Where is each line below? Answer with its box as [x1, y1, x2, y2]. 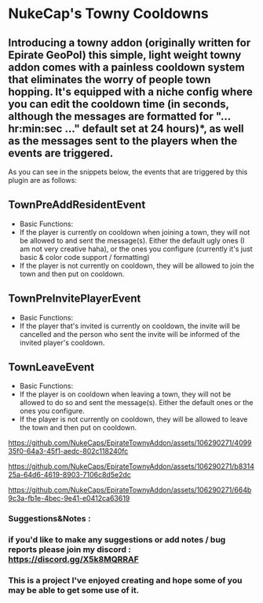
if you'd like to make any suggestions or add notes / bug [8, 535, 226, 546]
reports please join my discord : [8, 544, 131, 555]
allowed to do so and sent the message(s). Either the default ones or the [19, 398, 254, 407]
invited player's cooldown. [19, 338, 105, 347]
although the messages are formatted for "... [8, 109, 232, 122]
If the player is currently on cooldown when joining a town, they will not [19, 227, 250, 236]
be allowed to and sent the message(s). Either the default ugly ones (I [19, 236, 245, 245]
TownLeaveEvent [8, 360, 95, 374]
